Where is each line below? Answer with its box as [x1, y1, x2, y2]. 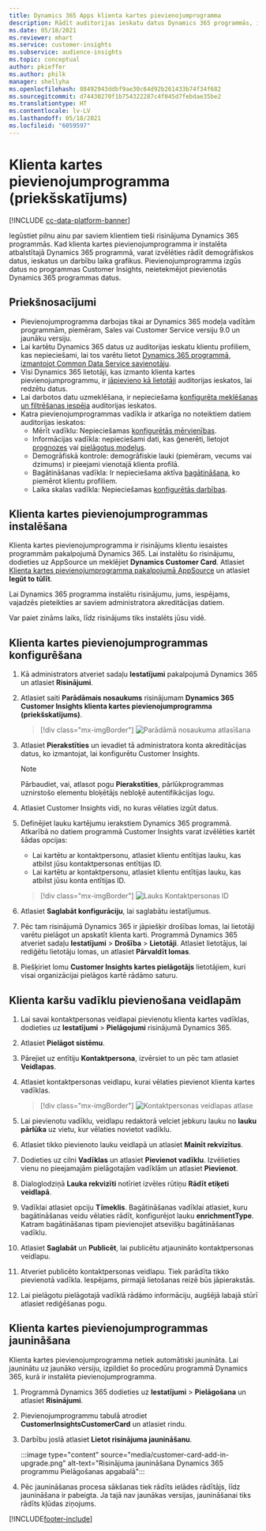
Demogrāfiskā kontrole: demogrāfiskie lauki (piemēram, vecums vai [32, 451, 252, 461]
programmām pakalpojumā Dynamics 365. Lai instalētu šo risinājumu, [9, 549, 235, 559]
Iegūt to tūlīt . [9, 574, 53, 584]
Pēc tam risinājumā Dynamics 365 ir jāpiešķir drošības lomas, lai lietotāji [20, 922, 255, 931]
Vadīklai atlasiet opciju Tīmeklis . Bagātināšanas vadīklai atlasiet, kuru [20, 1202, 248, 1212]
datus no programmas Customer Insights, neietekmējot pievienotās [9, 264, 227, 273]
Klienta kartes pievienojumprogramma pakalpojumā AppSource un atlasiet [9, 566, 250, 575]
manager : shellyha [9, 77, 69, 85]
